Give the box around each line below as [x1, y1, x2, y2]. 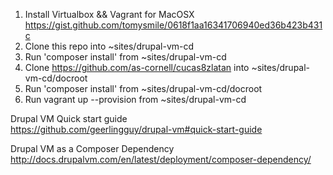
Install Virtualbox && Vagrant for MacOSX [24, 9, 195, 20]
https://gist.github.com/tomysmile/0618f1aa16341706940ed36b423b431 [24, 19, 323, 31]
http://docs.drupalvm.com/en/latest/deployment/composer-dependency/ [10, 154, 312, 165]
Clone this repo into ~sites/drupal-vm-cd [24, 40, 195, 52]
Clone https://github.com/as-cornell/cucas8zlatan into [24, 62, 250, 73]
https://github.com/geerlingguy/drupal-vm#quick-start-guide [10, 124, 263, 135]
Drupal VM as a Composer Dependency [10, 143, 175, 154]
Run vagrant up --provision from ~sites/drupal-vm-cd [24, 94, 247, 105]
